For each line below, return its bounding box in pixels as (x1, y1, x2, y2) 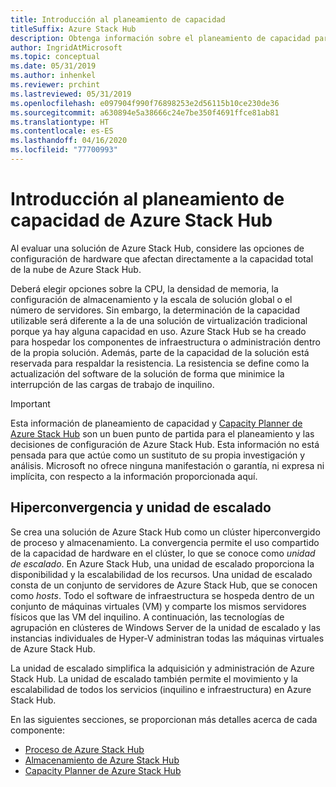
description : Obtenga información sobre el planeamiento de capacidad (10, 33, 311, 43)
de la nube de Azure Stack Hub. (10, 263, 142, 275)
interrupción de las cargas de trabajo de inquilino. (10, 378, 215, 390)
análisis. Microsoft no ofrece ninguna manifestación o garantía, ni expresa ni (10, 459, 325, 471)
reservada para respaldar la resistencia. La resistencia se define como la (10, 357, 310, 369)
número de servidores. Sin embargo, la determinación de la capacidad (10, 304, 301, 316)
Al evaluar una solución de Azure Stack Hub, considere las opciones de (10, 242, 305, 254)
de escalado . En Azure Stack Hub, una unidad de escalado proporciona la (10, 557, 315, 570)
